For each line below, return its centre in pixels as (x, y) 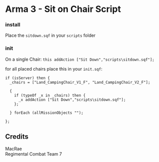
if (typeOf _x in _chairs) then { (50, 95)
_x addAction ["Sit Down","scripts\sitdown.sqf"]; (72, 100)
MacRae (14, 149)
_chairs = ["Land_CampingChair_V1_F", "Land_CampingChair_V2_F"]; (80, 82)
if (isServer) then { (28, 78)
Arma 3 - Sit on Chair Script (63, 9)
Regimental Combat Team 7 (34, 154)
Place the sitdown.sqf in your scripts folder (50, 35)
